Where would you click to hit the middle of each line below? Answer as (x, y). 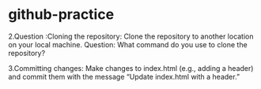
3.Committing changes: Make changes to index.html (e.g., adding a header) (131, 68)
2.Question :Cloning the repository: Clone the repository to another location (131, 36)
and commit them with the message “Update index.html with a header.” (124, 76)
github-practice (61, 15)
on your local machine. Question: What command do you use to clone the (128, 44)
